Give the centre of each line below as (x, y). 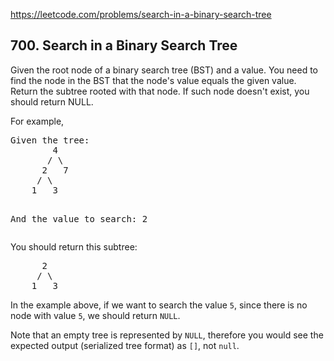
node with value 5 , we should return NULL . (95, 315)
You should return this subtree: (74, 246)
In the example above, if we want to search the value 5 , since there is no (159, 305)
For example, (37, 121)
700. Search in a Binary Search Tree (124, 45)
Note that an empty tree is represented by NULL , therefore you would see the (167, 335)
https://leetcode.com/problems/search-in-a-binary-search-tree (141, 14)
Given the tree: (50, 140)
